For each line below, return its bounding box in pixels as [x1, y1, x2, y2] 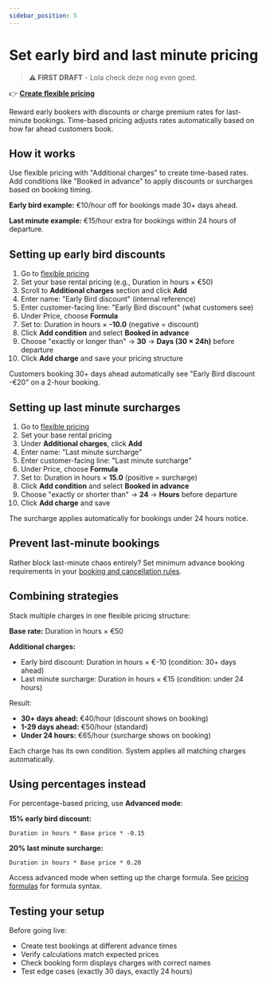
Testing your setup [9, 904, 105, 918]
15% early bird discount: [9, 814, 92, 824]
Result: [9, 697, 32, 707]
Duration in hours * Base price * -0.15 [9, 829, 146, 838]
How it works [9, 147, 76, 160]
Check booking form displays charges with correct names [20, 958, 211, 968]
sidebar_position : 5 [9, 11, 78, 20]
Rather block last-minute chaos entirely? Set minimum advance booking [9, 558, 245, 567]
